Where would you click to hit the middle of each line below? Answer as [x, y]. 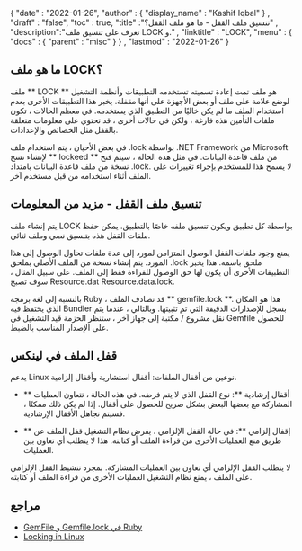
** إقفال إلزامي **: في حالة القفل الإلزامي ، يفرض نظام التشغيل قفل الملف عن [157, 431]
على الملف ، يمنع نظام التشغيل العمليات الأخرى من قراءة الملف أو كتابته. [131, 477]
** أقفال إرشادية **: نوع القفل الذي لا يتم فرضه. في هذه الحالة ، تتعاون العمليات [156, 395]
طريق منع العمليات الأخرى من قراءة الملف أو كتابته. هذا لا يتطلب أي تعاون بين [152, 440]
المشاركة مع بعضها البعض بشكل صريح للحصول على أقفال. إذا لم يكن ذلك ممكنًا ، [158, 404]
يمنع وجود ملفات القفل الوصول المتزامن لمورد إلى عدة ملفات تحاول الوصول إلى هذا [150, 253]
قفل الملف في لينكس [64, 355]
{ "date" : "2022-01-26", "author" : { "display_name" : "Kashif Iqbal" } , [140, 13]
